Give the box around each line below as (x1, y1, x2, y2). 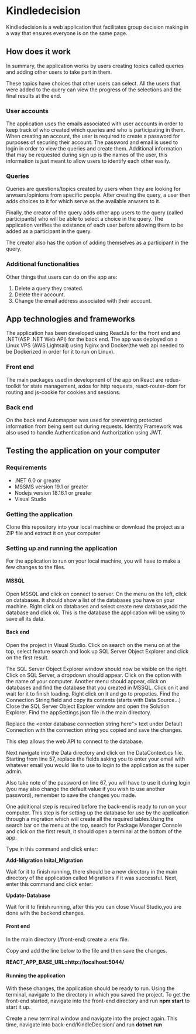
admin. (6, 768, 23, 775)
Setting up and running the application (6, 544, 118, 552)
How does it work (6, 47, 71, 57)
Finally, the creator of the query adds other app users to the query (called (6, 209, 183, 216)
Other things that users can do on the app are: (6, 273, 118, 280)
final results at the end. (6, 92, 61, 99)
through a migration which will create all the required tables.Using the (6, 815, 174, 822)
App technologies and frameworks (6, 314, 136, 324)
